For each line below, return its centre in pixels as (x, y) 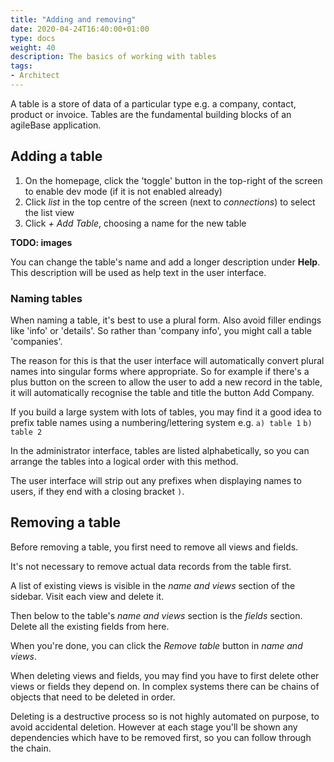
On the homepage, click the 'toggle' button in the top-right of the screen (173, 180)
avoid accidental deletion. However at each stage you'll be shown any (154, 727)
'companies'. (36, 341)
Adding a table (56, 156)
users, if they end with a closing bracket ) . (97, 491)
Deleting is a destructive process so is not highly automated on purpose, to (165, 716)
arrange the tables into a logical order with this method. (124, 461)
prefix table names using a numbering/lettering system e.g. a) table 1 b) (161, 422)
